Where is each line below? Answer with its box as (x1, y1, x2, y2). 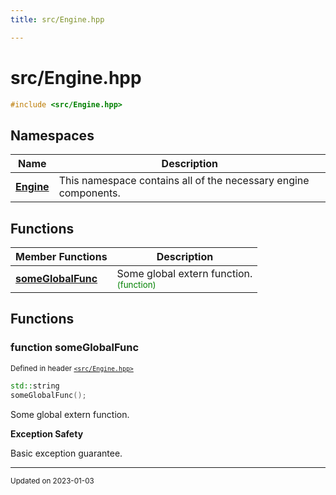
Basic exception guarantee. (10, 447, 123, 459)
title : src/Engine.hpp (10, 14, 105, 25)
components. (58, 186, 121, 200)
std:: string (10, 381, 60, 391)
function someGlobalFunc (10, 341, 140, 355)
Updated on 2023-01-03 (10, 476, 95, 486)
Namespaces (10, 127, 95, 144)
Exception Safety (10, 427, 84, 440)
